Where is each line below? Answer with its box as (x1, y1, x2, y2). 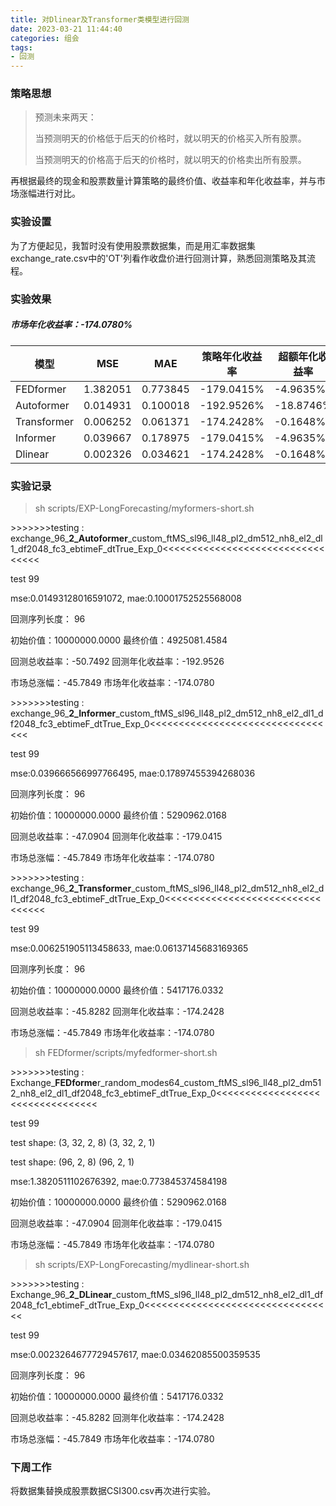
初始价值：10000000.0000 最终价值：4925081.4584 (10, 634, 228, 646)
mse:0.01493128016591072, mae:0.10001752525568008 (10, 592, 242, 604)
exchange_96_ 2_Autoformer (10, 532, 128, 544)
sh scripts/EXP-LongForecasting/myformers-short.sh (34, 502, 255, 514)
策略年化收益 (201, 349, 263, 363)
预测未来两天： (34, 111, 97, 123)
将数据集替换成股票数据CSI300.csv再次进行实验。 (10, 1485, 217, 1497)
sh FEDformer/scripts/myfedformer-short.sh (34, 1046, 218, 1058)
